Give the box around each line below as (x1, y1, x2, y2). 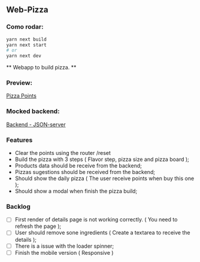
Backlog (6, 203, 31, 211)
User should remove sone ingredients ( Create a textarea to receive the (14, 229, 190, 236)
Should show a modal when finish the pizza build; (14, 188, 138, 195)
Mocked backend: (6, 107, 60, 115)
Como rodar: (6, 23, 44, 31)
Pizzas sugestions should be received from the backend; (14, 169, 156, 176)
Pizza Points (6, 92, 37, 99)
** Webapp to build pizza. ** (6, 64, 77, 71)
